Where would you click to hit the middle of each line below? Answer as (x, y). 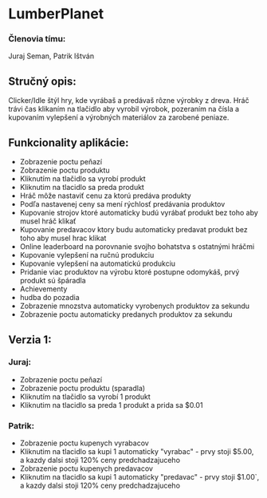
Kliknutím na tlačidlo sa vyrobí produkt (82, 179)
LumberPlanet (56, 14)
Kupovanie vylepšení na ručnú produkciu (87, 255)
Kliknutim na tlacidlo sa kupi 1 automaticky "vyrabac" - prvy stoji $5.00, (137, 452)
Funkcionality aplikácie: (69, 142)
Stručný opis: (43, 81)
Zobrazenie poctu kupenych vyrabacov (84, 443)
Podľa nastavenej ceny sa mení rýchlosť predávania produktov (122, 204)
